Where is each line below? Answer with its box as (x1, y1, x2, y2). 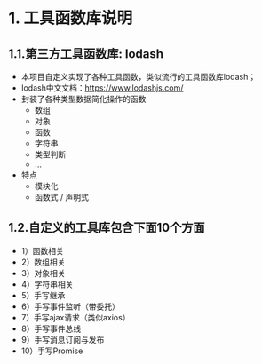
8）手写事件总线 (20, 323, 82, 334)
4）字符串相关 (20, 279, 74, 289)
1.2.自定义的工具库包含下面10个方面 (8, 220, 205, 235)
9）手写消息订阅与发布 (20, 334, 105, 344)
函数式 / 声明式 (34, 192, 90, 202)
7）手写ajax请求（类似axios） (20, 312, 131, 322)
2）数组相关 (20, 257, 66, 267)
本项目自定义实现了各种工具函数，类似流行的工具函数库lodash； (20, 72, 257, 82)
